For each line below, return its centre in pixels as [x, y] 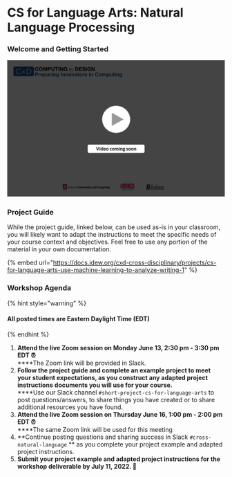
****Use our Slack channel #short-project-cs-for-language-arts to [116, 392]
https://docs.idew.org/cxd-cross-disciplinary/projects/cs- [135, 263]
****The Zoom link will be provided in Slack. [81, 363]
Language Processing [71, 27]
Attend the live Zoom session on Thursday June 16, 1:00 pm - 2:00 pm [120, 414]
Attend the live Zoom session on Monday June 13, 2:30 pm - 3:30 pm [118, 348]
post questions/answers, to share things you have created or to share [116, 399]
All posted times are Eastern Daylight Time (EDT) [78, 319]
